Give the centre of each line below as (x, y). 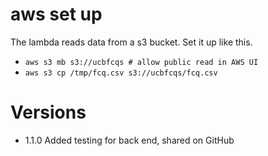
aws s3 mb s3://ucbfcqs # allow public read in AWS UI (141, 62)
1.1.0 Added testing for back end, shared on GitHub (129, 140)
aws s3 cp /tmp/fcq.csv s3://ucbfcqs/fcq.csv (121, 73)
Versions (48, 112)
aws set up (56, 14)
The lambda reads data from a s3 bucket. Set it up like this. (131, 42)
